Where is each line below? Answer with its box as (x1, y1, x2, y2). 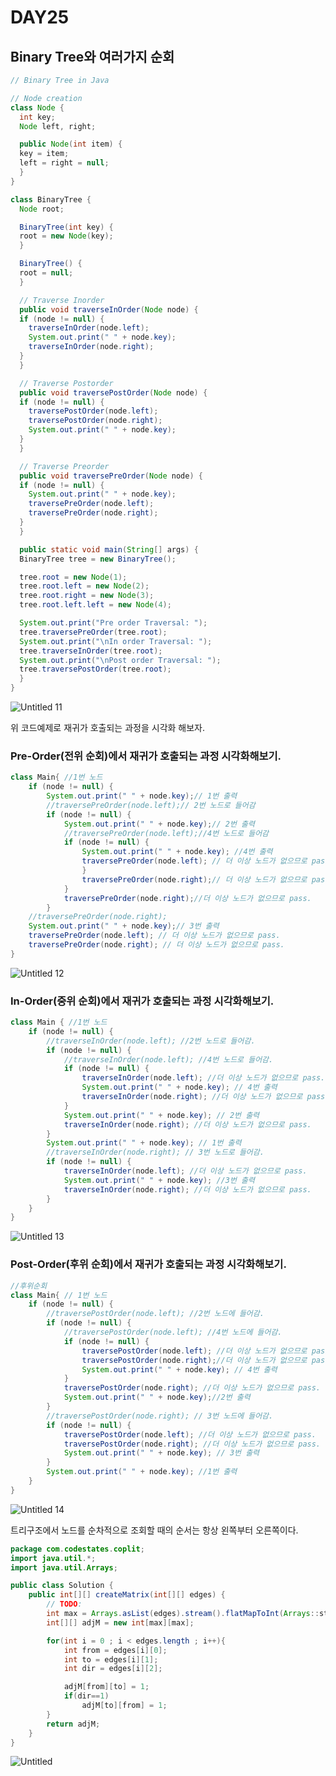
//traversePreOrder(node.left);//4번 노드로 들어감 (63, 828, 270, 838)
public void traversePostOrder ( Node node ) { (19, 387, 208, 398)
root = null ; (19, 268, 74, 278)
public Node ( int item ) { (19, 139, 123, 150)
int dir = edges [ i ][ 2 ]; (63, 1664, 163, 1674)
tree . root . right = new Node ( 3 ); (19, 591, 155, 601)
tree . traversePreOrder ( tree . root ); (19, 627, 168, 637)
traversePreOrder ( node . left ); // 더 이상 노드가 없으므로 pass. (28, 931, 281, 941)
